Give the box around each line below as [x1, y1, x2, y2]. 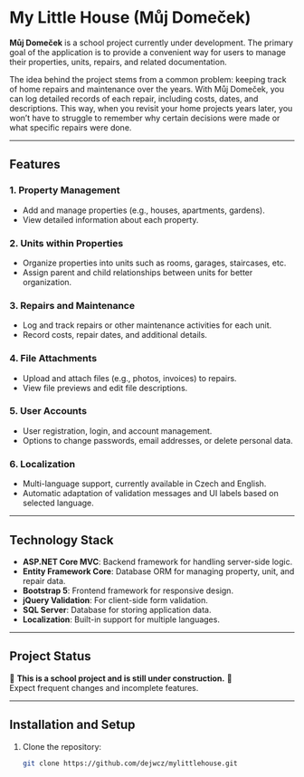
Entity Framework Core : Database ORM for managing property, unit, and [22, 565, 295, 577]
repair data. [22, 575, 66, 586]
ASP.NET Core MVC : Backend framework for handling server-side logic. [22, 556, 293, 567]
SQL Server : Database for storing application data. [22, 604, 212, 615]
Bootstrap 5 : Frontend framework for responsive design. [22, 585, 233, 596]
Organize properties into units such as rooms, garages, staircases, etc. [22, 257, 287, 268]
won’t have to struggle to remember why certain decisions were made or [9, 112, 280, 123]
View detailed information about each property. [22, 214, 199, 225]
